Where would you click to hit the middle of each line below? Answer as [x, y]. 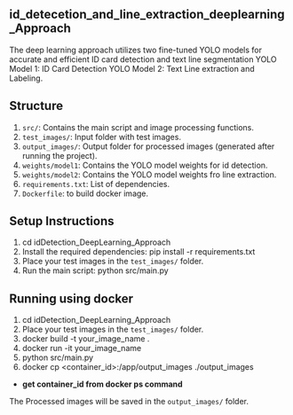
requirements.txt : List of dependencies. [96, 184]
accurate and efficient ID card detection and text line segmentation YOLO [143, 59]
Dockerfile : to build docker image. [85, 193]
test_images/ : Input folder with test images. [102, 137]
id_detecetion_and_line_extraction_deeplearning [147, 15]
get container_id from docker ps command [103, 384]
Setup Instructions [62, 221]
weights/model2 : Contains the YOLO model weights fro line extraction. [149, 174]
